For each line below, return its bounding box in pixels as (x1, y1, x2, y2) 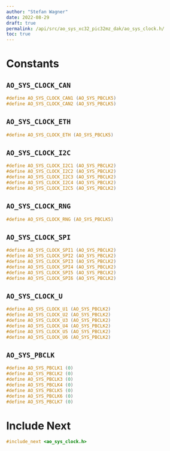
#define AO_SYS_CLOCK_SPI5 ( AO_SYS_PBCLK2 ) (6, 270, 117, 276)
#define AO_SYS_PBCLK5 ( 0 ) (6, 387, 74, 393)
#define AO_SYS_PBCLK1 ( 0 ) (6, 365, 74, 371)
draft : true (6, 20, 36, 26)
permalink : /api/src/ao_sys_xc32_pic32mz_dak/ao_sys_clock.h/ (6, 25, 165, 32)
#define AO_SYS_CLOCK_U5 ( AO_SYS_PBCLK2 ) (6, 328, 111, 334)
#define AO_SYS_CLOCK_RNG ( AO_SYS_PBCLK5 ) (6, 216, 114, 222)
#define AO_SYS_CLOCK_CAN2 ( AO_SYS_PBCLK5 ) (6, 101, 117, 107)
